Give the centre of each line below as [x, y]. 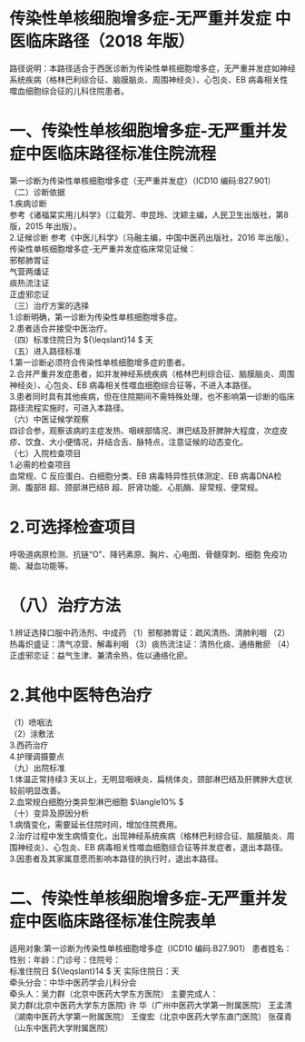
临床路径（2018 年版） [110, 41]
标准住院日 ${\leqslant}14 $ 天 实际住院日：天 [94, 971]
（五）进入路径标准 [45, 351]
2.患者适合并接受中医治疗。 [61, 328]
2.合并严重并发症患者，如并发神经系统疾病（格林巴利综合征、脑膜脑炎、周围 [152, 373]
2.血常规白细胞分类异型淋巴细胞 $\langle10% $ [97, 801]
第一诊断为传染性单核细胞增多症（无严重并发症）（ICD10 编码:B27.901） [143, 180]
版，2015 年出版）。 [45, 226]
